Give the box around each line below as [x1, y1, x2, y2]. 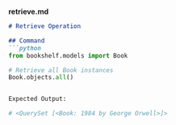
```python [8, 44, 42, 52]
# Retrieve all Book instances [8, 66, 114, 75]
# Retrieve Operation [8, 22, 82, 30]
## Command [8, 36, 45, 45]
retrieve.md [8, 7, 49, 16]
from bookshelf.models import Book [8, 51, 128, 59]
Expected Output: [8, 95, 67, 103]
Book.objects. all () [8, 74, 74, 82]
